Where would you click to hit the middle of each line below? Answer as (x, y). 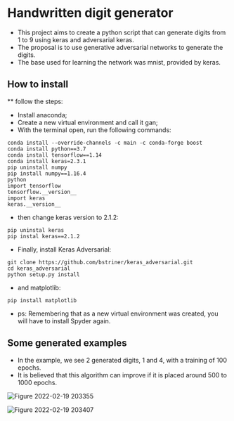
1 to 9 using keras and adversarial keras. (76, 39)
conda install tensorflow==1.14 (54, 155)
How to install (38, 85)
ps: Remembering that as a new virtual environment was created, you (118, 313)
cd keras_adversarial (39, 268)
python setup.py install (44, 274)
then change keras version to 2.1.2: (68, 217)
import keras (26, 198)
